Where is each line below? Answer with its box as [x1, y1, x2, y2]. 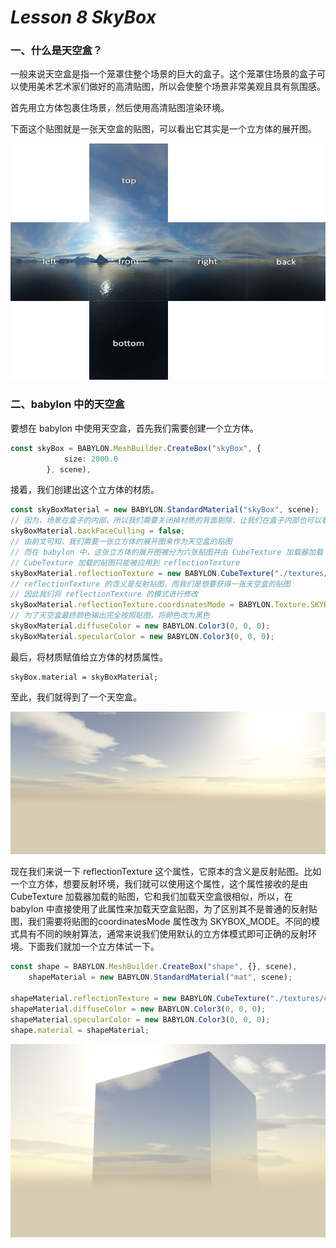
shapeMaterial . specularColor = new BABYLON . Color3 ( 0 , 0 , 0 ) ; [10, 1014, 271, 1025]
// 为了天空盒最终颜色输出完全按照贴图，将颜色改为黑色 [10, 611, 210, 621]
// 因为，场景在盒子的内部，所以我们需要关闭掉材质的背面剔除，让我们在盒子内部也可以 [10, 516, 322, 526]
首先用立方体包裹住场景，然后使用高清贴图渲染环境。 [10, 102, 230, 114]
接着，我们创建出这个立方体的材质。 [10, 484, 160, 496]
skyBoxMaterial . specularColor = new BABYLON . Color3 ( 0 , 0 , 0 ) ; [10, 631, 275, 641]
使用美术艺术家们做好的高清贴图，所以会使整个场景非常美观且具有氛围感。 [18, 81, 326, 93]
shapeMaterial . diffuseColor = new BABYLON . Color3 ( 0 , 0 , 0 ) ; [10, 1004, 267, 1014]
